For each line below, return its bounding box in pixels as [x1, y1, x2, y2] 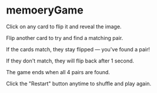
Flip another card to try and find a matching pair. [6, 34, 123, 41]
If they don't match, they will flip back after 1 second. [6, 57, 134, 64]
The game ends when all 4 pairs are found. [6, 68, 111, 75]
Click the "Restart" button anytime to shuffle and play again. [6, 80, 152, 87]
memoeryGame [6, 4, 83, 17]
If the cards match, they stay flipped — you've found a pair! [6, 45, 150, 53]
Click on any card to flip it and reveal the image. [6, 23, 122, 30]
